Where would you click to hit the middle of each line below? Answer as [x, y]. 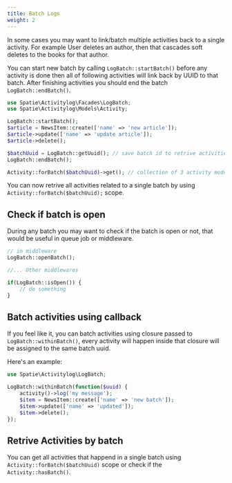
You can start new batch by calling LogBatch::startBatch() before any [107, 68]
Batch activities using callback [74, 317]
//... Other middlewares [43, 270]
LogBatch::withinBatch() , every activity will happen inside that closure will [113, 341]
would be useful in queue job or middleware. [70, 239]
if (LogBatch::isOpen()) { [44, 282]
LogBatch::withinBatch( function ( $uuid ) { [68, 387]
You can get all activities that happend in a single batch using [94, 457]
